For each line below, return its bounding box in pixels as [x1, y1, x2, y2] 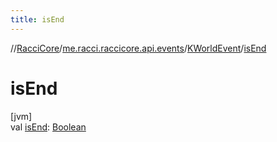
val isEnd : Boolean [10, 121, 87, 133]
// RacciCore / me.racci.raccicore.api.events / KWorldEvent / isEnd [10, 42, 267, 54]
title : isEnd [10, 14, 65, 25]
